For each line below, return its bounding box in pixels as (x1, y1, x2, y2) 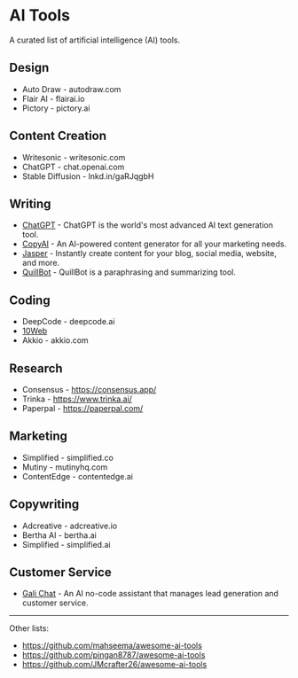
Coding (9, 292, 51, 308)
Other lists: (9, 623, 49, 634)
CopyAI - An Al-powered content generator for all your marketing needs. (21, 238, 286, 249)
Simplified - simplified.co (21, 452, 114, 463)
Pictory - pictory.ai (21, 103, 90, 113)
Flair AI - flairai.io (21, 93, 85, 104)
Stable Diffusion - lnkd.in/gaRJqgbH (21, 170, 154, 182)
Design (9, 60, 50, 75)
